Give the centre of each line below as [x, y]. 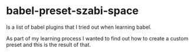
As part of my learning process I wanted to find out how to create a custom [97, 38]
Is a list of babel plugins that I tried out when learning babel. [79, 27]
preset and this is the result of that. [49, 45]
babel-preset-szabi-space [72, 11]
